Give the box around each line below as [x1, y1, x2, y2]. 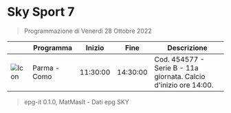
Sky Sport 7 [7, 4, 75, 20]
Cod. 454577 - [154, 54, 205, 64]
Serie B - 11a [154, 63, 199, 73]
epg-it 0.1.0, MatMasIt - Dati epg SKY [23, 97, 129, 106]
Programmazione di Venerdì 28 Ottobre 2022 [23, 27, 152, 35]
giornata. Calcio [154, 71, 206, 81]
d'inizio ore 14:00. [154, 80, 214, 90]
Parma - [32, 63, 60, 73]
